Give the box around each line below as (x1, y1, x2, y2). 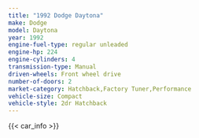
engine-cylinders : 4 (8, 56, 76, 64)
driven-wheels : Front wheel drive (8, 70, 122, 78)
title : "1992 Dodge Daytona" (8, 11, 104, 20)
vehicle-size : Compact (8, 92, 83, 100)
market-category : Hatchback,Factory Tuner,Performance (8, 84, 192, 93)
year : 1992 (8, 33, 44, 42)
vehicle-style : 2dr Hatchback (8, 99, 108, 107)
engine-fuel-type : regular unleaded (8, 41, 128, 49)
